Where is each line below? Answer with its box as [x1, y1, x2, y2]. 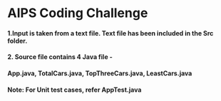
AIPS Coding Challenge [7, 5, 148, 21]
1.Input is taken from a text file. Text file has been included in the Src [7, 28, 214, 37]
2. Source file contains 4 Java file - [7, 53, 113, 61]
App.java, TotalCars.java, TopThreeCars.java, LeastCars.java [7, 69, 192, 78]
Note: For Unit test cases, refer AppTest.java [7, 85, 142, 94]
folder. [7, 36, 28, 45]
